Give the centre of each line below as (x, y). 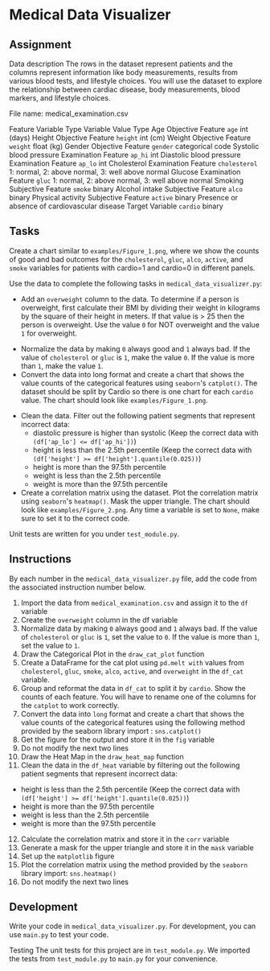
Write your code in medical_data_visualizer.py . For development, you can (133, 926)
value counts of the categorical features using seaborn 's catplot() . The (139, 383)
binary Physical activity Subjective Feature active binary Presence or (124, 197)
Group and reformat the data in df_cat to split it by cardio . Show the (133, 688)
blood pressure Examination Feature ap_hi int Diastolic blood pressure (125, 155)
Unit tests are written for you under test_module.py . (94, 533)
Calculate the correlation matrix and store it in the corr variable (125, 839)
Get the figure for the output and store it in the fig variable (118, 739)
